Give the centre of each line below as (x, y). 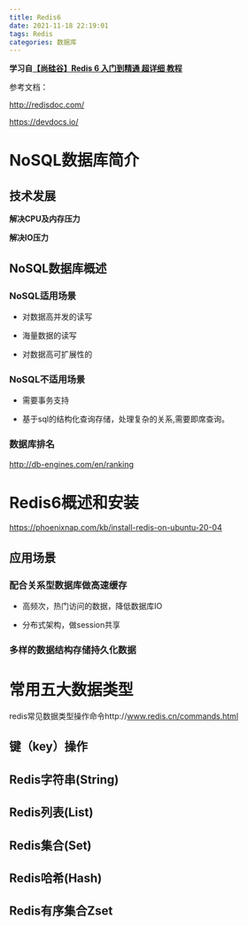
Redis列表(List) (51, 812)
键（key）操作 (49, 747)
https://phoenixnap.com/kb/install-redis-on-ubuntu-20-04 (116, 528)
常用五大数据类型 (72, 690)
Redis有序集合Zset (61, 911)
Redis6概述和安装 (74, 502)
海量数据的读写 (49, 335)
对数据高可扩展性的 (57, 354)
